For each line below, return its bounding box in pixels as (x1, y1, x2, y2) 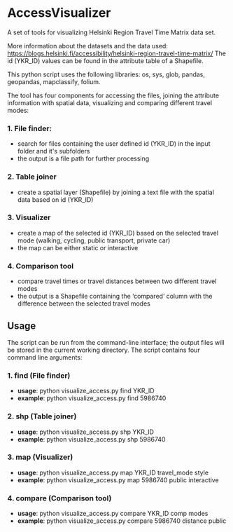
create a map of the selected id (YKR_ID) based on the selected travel (17, 229, 219, 237)
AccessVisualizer (7, 5, 111, 21)
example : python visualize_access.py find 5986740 (17, 394, 167, 402)
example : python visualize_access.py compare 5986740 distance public (17, 517, 227, 525)
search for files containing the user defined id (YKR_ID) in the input (17, 139, 211, 148)
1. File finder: (7, 123, 52, 133)
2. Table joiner (7, 172, 57, 182)
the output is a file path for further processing (17, 154, 150, 163)
